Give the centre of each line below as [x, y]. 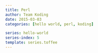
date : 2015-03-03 [23, 19]
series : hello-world [27, 33]
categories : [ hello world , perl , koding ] [50, 24]
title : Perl [18, 10]
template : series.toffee [31, 43]
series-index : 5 [22, 38]
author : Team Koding [27, 15]
